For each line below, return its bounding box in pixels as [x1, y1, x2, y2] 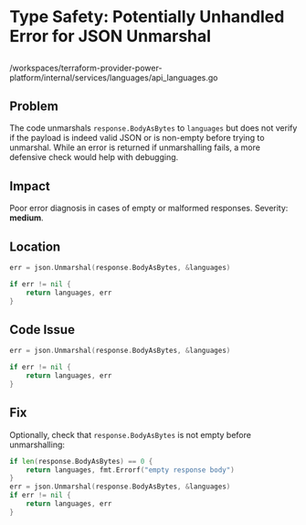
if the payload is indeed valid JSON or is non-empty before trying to [9, 133, 265, 144]
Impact [9, 178, 50, 194]
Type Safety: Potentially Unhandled [9, 6, 285, 27]
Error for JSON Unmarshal [9, 26, 212, 47]
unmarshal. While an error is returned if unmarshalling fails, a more [9, 142, 260, 153]
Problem [9, 98, 59, 113]
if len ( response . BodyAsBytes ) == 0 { [9, 456, 153, 466]
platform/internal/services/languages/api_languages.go [9, 71, 218, 83]
